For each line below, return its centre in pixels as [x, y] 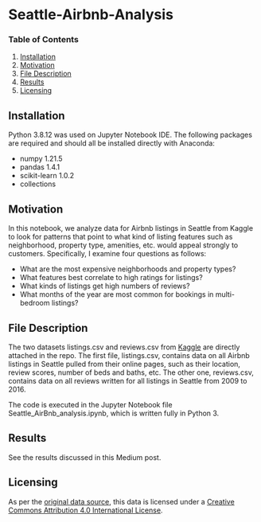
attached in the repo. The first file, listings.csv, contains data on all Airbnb [129, 355]
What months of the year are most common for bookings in [117, 294]
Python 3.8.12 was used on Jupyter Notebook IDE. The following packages [130, 135]
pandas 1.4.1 [40, 167]
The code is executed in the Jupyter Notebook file [90, 404]
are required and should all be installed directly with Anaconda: [111, 143]
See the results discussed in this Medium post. [85, 457]
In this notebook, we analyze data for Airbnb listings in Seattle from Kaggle [130, 228]
